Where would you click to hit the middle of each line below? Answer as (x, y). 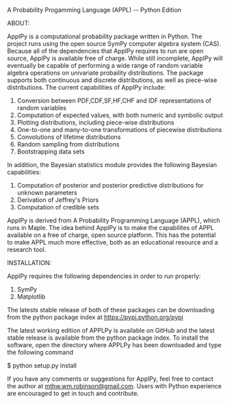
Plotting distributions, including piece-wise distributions (95, 122)
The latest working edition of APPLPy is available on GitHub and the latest (111, 330)
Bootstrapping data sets (51, 151)
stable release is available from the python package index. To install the (108, 338)
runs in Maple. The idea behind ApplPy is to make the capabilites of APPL (111, 228)
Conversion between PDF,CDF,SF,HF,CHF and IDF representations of (114, 101)
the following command (40, 352)
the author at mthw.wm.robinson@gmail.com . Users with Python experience (114, 386)
